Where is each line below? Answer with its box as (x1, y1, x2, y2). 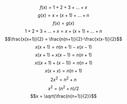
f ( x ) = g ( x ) (52, 20, 75, 26)
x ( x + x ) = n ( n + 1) (45, 68, 82, 74)
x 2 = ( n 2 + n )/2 (48, 84, 79, 91)
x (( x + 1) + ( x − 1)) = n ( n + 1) (35, 60, 92, 65)
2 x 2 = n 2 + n (50, 76, 77, 83)
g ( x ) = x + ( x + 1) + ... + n (38, 12, 89, 18)
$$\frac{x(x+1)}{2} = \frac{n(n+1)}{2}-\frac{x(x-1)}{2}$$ (5, 36, 122, 42)
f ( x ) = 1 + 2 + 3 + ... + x (40, 5, 87, 10)
